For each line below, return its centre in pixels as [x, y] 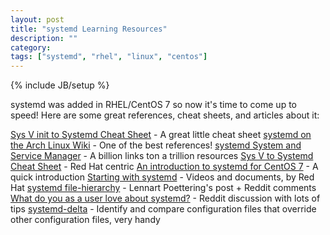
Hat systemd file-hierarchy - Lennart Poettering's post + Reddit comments [163, 188]
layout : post [37, 19]
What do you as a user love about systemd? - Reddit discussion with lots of [165, 198]
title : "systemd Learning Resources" [89, 29]
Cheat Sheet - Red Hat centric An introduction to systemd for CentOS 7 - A [164, 167]
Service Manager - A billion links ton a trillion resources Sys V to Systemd [162, 156]
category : [31, 47]
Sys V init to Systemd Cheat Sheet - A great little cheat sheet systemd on [161, 135]
